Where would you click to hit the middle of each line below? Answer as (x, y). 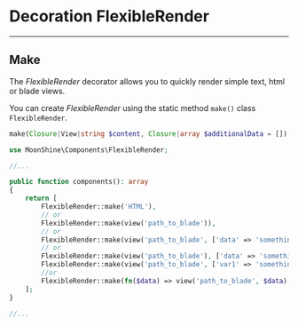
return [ (41, 199)
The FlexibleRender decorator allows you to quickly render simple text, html (147, 81)
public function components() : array (79, 182)
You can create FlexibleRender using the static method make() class (133, 107)
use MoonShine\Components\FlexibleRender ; (89, 150)
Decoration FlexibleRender (110, 16)
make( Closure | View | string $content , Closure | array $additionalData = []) (149, 134)
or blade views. (37, 91)
